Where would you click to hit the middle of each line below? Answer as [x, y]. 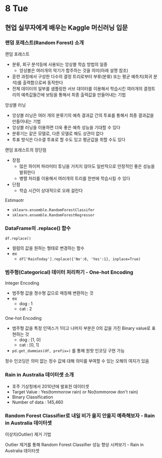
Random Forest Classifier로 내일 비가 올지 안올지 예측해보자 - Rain [80, 415]
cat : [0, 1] [29, 345]
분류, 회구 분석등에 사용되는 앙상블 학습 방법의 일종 [60, 64]
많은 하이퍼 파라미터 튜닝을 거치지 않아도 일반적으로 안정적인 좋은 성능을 [87, 166]
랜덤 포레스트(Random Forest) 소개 [44, 43]
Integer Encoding [22, 283]
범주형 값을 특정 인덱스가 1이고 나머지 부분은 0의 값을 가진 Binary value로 [81, 328]
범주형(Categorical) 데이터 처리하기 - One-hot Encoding [69, 272]
